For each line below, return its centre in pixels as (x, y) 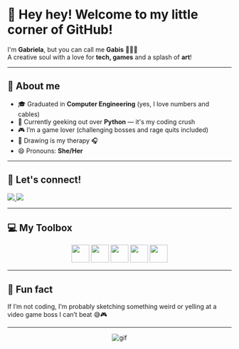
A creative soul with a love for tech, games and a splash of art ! (100, 57)
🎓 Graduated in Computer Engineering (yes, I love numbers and (113, 103)
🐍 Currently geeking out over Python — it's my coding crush (106, 121)
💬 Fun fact (30, 289)
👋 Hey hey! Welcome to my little (103, 15)
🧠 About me (34, 86)
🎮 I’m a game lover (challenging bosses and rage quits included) (113, 130)
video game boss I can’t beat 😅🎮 (57, 315)
